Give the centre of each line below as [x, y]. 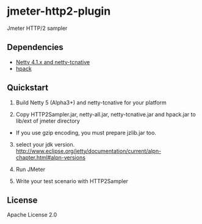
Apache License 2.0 [32, 215]
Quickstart [28, 88]
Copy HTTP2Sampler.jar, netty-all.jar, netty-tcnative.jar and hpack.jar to [106, 114]
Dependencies [35, 47]
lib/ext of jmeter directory [48, 121]
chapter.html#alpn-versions [51, 157]
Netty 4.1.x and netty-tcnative [53, 62]
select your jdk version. [45, 144]
